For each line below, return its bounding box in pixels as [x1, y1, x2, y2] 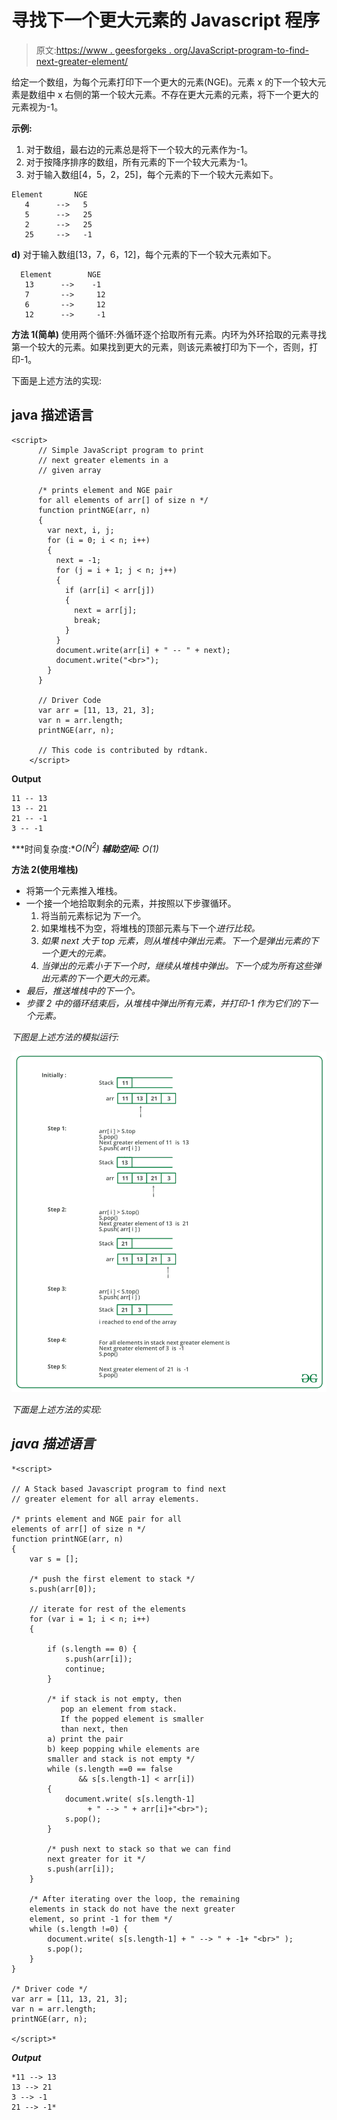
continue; [64, 1664, 106, 1674]
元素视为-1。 [11, 101, 64, 113]
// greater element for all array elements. [11, 1494, 200, 1504]
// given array [37, 465, 102, 475]
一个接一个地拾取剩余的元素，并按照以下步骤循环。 [25, 897, 237, 910]
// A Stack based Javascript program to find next [11, 1484, 227, 1494]
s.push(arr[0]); [29, 1584, 98, 1594]
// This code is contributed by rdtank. [37, 745, 209, 755]
